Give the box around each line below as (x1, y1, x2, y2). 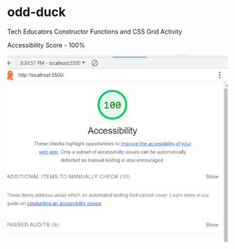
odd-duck (7, 4, 66, 20)
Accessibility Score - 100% (7, 41, 85, 49)
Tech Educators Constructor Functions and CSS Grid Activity (7, 27, 183, 36)
